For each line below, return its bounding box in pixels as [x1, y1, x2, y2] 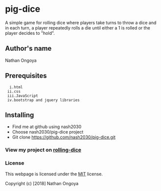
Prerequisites [5, 72, 47, 80]
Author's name [5, 44, 52, 53]
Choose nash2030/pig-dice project [12, 129, 84, 135]
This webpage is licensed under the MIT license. [5, 171, 103, 177]
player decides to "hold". [5, 30, 55, 36]
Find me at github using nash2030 [12, 124, 82, 130]
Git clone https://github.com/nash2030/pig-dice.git [12, 134, 116, 140]
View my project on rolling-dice [5, 146, 82, 153]
